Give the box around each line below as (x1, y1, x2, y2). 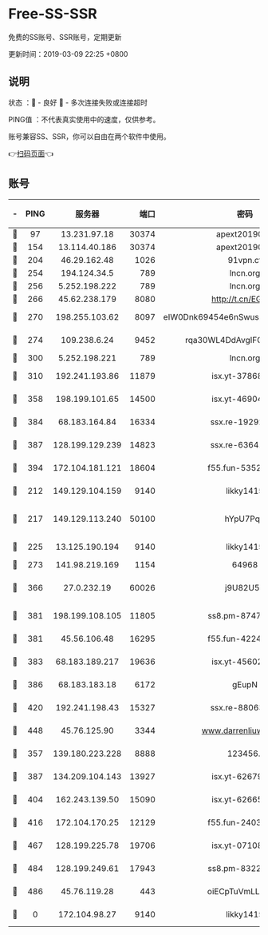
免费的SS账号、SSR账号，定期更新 (8, 32, 122, 42)
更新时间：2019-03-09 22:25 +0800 (8, 49, 128, 58)
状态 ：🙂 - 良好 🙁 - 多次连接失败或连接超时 (8, 97, 148, 107)
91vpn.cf (227, 254, 262, 265)
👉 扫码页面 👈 (8, 149, 54, 158)
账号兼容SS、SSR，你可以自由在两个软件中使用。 (8, 131, 171, 141)
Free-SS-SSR (8, 5, 97, 23)
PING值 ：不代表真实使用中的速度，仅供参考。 (8, 114, 160, 124)
